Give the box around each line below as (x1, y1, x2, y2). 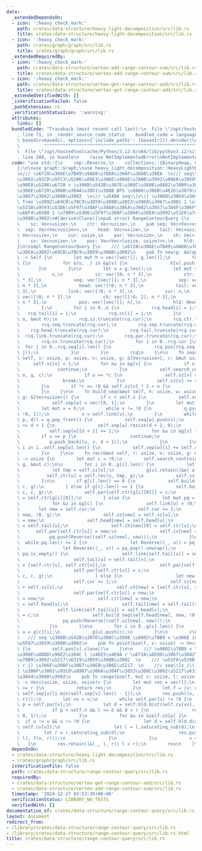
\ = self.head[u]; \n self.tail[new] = (17, 601, 165, 607)
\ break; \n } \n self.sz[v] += (17, 377, 192, 383)
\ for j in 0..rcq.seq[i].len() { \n (17, 344, 112, 350)
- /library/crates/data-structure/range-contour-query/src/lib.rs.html (6, 830, 189, 836)
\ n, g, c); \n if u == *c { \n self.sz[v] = (17, 372, 198, 378)
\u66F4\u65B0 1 (17, 210, 55, 216)
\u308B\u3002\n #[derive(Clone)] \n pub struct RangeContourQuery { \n (17, 216, 189, 222)
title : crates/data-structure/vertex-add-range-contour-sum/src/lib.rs (17, 70, 200, 76)
